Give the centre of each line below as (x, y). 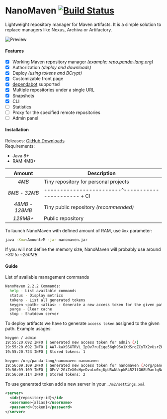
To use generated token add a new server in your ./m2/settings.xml (75, 384)
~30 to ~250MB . (22, 254)
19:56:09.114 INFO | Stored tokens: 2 (45, 375)
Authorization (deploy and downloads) (52, 68)
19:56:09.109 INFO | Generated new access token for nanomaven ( (74, 365)
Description (102, 173)
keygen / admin (21, 338)
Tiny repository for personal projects (86, 182)
